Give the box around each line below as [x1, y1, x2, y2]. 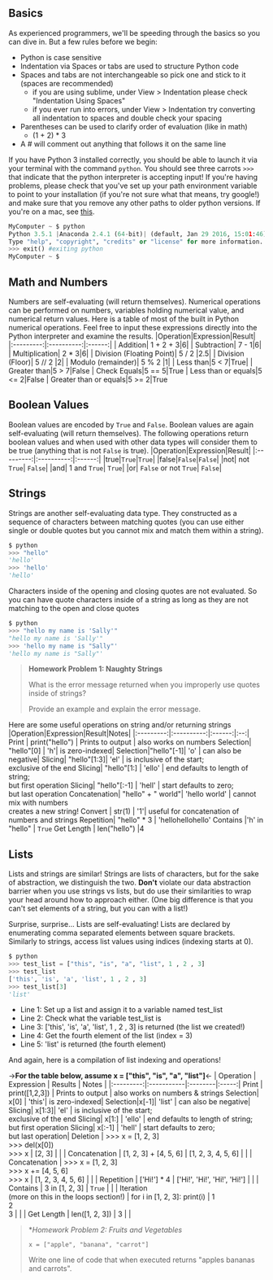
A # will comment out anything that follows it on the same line [19, 138, 227, 149]
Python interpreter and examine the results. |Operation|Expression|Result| [8, 331, 256, 341]
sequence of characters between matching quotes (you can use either [8, 517, 245, 526]
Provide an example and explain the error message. [28, 704, 201, 714]
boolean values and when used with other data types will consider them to [8, 437, 258, 447]
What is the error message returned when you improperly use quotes [28, 679, 260, 690]
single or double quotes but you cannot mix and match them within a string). [8, 525, 264, 535]
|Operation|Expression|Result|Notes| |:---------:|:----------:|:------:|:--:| [8, 728, 250, 739]
